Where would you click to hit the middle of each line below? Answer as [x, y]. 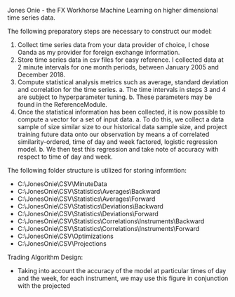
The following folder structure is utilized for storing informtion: [97, 170]
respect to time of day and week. [65, 157]
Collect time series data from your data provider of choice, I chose [113, 45]
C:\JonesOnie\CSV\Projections [62, 244]
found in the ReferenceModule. [62, 104]
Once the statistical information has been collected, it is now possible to [121, 112]
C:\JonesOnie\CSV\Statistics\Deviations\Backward [90, 206]
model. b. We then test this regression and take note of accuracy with [118, 149]
